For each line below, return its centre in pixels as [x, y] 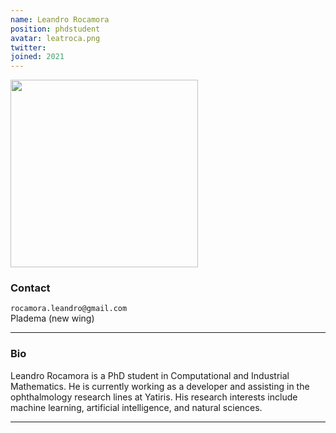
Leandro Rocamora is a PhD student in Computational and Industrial [150, 375]
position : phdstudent [55, 29]
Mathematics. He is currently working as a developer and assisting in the [160, 386]
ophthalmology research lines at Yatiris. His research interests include [154, 397]
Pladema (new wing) [52, 318]
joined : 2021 [37, 57]
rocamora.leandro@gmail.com [69, 309]
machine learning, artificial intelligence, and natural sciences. [136, 407]
